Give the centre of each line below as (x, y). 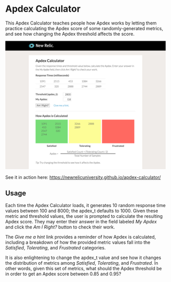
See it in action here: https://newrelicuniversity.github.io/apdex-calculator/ (83, 177)
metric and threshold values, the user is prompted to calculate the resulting (84, 216)
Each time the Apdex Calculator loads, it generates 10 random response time (85, 206)
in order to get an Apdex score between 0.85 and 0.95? (63, 274)
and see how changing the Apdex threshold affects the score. (70, 34)
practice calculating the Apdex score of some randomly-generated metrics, (84, 28)
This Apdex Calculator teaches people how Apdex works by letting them (81, 23)
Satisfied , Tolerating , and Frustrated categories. (55, 248)
